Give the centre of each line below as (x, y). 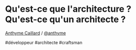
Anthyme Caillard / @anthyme (36, 33)
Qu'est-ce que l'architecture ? (68, 9)
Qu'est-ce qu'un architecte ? (66, 19)
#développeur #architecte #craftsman (44, 42)
